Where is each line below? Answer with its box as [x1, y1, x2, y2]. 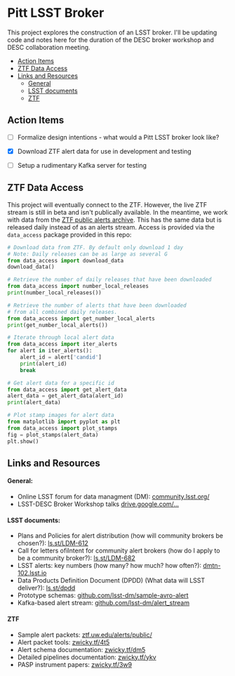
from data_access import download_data [7, 257, 124, 264]
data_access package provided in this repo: [7, 230, 132, 239]
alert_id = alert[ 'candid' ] [20, 354, 102, 361]
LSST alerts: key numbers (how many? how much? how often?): [17, 562, 202, 570]
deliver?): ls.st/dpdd [17, 584, 76, 592]
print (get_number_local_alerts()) [7, 322, 109, 329]
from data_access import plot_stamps [7, 425, 118, 432]
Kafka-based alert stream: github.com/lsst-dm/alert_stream [17, 599, 190, 607]
